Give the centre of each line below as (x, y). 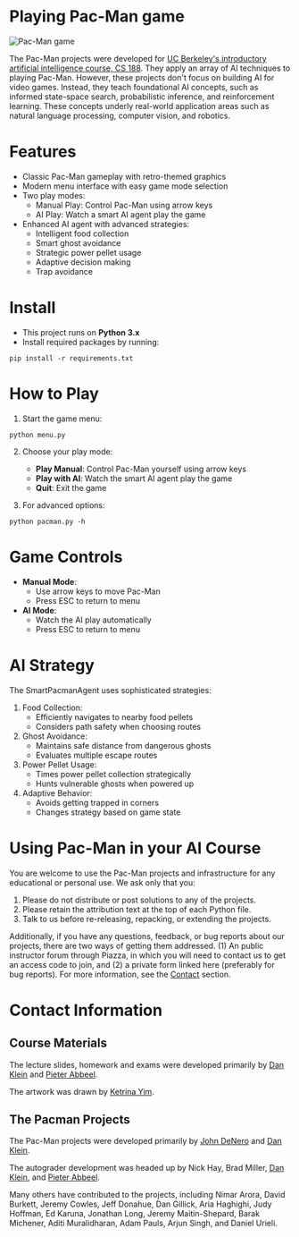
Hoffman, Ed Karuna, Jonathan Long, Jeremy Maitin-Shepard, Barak (135, 1214)
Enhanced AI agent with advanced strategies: (106, 224)
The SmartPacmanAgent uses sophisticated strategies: (110, 690)
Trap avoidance (64, 271)
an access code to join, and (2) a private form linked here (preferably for (142, 964)
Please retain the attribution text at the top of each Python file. (137, 909)
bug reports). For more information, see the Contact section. (120, 974)
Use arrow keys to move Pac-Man (98, 591)
